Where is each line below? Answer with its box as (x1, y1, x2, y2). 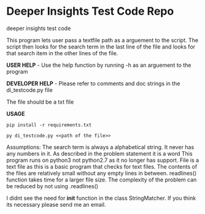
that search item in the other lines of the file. (6, 49, 118, 56)
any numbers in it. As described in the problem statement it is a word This (6, 150, 193, 157)
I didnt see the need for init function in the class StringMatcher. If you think (6, 194, 196, 202)
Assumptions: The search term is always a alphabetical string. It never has (6, 143, 195, 151)
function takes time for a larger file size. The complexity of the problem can (6, 176, 197, 183)
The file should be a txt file (6, 98, 74, 105)
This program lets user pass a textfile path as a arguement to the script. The (6, 36, 198, 44)
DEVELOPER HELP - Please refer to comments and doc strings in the (6, 80, 180, 87)
